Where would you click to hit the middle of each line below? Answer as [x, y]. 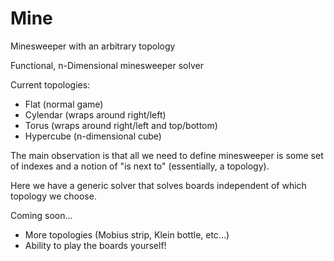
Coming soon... [41, 215]
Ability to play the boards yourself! [95, 245]
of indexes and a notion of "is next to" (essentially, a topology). [140, 166]
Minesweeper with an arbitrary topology [93, 46]
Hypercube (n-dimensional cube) [93, 136]
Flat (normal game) [64, 104]
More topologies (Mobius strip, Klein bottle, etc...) [127, 234]
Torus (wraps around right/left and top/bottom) [121, 125]
